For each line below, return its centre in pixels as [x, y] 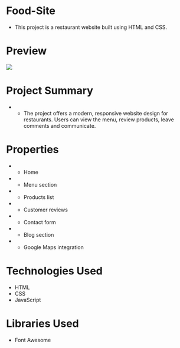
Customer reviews [45, 210]
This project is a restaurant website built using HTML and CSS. [91, 27]
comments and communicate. [60, 125]
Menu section [40, 184]
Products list [39, 197]
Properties [32, 150]
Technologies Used [55, 271]
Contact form [40, 222]
